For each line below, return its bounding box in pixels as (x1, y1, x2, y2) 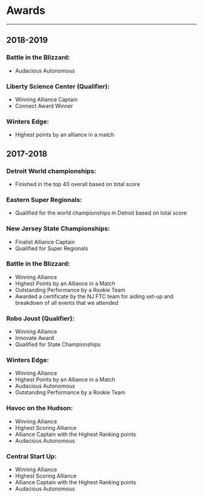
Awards (6, 4, 46, 18)
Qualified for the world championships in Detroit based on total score (14, 209, 187, 216)
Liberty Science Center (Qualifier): (6, 82, 110, 91)
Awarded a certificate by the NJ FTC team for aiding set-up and (14, 293, 174, 300)
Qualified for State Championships (14, 341, 101, 348)
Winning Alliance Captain (14, 96, 78, 103)
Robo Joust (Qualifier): (6, 314, 75, 322)
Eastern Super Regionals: (6, 195, 83, 204)
